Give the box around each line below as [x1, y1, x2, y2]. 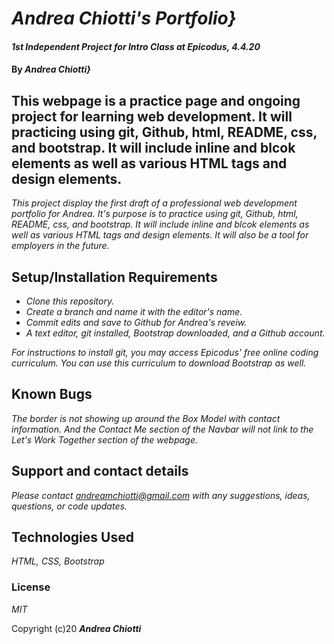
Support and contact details [11, 463, 189, 480]
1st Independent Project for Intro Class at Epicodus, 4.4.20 [11, 40, 261, 52]
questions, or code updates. [11, 500, 128, 512]
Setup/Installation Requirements [11, 268, 218, 286]
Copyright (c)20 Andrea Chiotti [11, 622, 142, 634]
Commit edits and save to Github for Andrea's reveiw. [25, 317, 248, 328]
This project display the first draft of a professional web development [11, 197, 298, 209]
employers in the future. [11, 240, 110, 252]
